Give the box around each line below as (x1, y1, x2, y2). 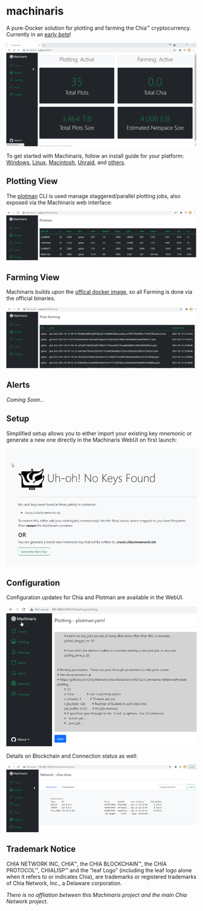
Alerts (6, 380, 30, 390)
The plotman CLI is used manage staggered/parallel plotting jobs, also (6, 192, 181, 199)
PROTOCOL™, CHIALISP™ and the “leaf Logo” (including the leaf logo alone (6, 866, 192, 873)
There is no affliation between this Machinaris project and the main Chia (6, 891, 187, 898)
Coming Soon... (6, 396, 45, 403)
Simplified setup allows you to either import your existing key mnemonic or (6, 429, 192, 437)
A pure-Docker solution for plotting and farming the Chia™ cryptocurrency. (6, 24, 192, 31)
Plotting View (6, 176, 58, 187)
